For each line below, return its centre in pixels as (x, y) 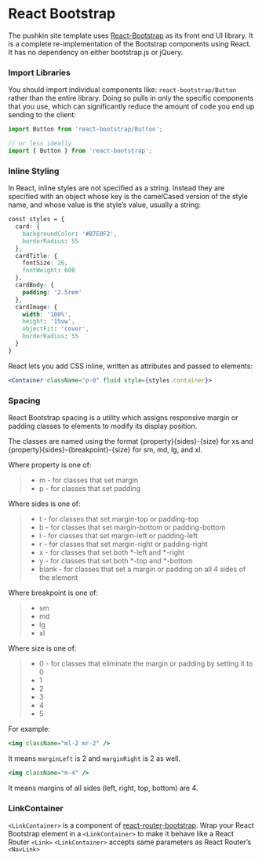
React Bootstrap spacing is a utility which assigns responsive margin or (123, 417)
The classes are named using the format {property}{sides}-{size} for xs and (131, 441)
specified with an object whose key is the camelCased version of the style (128, 197)
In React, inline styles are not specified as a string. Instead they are (116, 188)
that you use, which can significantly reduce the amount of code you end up (131, 106)
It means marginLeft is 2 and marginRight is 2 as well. (95, 758)
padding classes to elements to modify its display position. (103, 426)
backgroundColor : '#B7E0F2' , (70, 234)
